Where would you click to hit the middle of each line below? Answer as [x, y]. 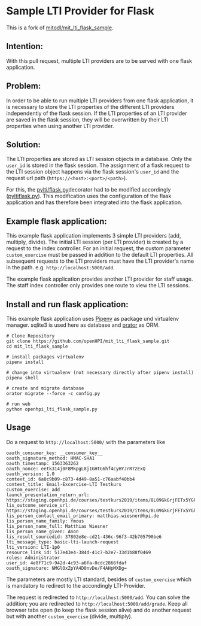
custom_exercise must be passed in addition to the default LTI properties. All [100, 255]
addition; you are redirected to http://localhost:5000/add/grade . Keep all [97, 603]
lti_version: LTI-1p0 [33, 547]
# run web [19, 404]
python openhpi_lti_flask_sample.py [52, 409]
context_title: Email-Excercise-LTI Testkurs [64, 484]
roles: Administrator [33, 558]
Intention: [25, 46]
